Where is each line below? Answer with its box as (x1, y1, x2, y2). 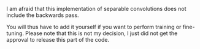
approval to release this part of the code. (6, 36, 109, 43)
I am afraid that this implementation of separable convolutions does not (6, 5, 187, 12)
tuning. (6, 30, 25, 37)
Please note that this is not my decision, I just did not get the (25, 30, 178, 37)
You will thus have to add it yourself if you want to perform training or (6, 24, 182, 30)
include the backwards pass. (6, 11, 79, 19)
